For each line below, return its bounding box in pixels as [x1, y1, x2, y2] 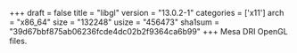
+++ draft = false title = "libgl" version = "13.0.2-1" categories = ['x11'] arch [9, 8, 285, 18]
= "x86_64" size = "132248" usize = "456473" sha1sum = [9, 17, 220, 27]
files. [9, 35, 28, 46]
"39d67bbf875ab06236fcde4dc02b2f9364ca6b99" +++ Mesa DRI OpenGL [9, 26, 288, 36]
